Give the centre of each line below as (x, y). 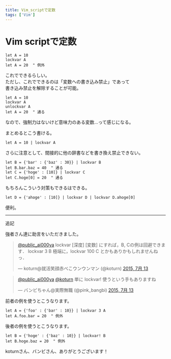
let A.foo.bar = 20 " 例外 (34, 316)
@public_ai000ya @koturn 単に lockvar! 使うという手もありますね (87, 279)
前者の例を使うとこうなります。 (39, 301)
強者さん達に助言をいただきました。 (43, 234)
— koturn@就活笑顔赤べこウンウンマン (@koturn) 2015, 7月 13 (83, 269)
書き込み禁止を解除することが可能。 (43, 88)
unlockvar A (18, 107)
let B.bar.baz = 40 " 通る (34, 168)
